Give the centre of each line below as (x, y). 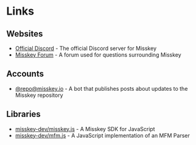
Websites (25, 34)
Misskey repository (39, 95)
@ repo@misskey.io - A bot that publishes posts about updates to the (101, 88)
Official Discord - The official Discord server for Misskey (86, 48)
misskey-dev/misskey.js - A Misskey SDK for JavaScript (85, 129)
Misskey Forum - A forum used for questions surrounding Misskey (98, 55)
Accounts (25, 74)
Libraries (23, 114)
